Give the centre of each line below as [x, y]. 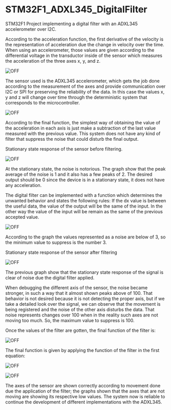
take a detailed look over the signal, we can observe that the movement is [83, 304]
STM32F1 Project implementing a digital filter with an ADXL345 [72, 24]
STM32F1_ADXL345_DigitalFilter [76, 10]
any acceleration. [24, 185]
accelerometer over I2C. [31, 29]
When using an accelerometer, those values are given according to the [80, 50]
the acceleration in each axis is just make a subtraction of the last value [81, 128]
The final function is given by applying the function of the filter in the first [82, 350]
